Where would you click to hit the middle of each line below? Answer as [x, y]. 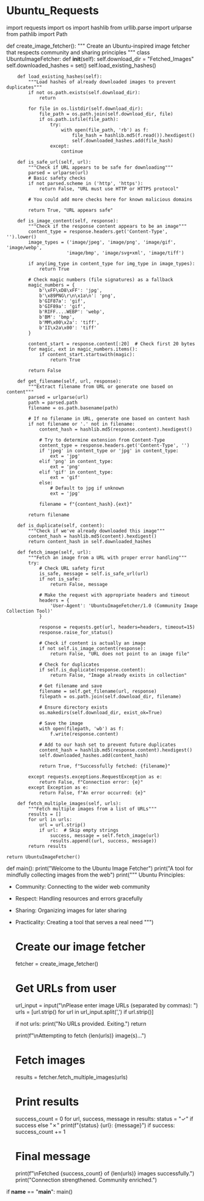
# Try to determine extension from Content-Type [102, 440]
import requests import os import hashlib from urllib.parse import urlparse [99, 27]
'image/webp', [24, 247]
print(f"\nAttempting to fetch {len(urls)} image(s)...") [81, 1035]
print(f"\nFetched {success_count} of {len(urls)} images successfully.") [105, 1173]
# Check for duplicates [69, 664]
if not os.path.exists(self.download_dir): [84, 92]
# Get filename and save [71, 686]
